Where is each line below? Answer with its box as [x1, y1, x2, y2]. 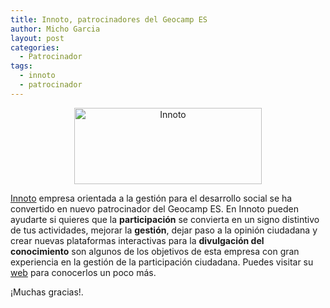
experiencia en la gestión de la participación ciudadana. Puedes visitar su [10, 256, 314, 268]
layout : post [10, 33, 65, 43]
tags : [10, 61, 33, 71]
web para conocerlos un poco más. [10, 266, 157, 278]
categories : [10, 42, 60, 53]
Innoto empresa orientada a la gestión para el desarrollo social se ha [10, 192, 293, 204]
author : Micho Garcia [10, 24, 101, 34]
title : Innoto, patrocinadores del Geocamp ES [10, 14, 208, 25]
